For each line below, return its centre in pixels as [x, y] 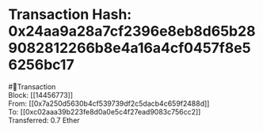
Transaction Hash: [70, 15]
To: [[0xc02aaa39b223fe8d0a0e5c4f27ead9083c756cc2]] [105, 111]
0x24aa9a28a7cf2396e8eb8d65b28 [132, 31]
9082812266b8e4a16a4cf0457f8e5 [130, 48]
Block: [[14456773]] [41, 95]
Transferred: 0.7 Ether [44, 120]
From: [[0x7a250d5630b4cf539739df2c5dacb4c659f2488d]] [109, 103]
